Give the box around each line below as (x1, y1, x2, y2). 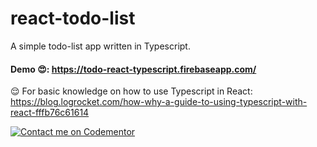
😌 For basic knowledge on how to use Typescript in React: (10, 85, 253, 97)
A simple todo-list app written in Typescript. (10, 40, 191, 52)
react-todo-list (10, 7, 136, 30)
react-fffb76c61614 (10, 107, 90, 119)
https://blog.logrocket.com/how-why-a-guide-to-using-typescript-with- (10, 96, 308, 108)
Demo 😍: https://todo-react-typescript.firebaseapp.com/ (10, 63, 257, 75)
